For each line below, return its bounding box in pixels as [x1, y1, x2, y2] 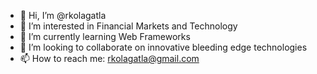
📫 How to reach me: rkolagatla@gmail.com [19, 53, 200, 64]
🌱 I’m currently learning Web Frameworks [19, 31, 191, 42]
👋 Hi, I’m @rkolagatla [19, 10, 107, 21]
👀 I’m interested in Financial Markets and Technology [19, 20, 238, 32]
